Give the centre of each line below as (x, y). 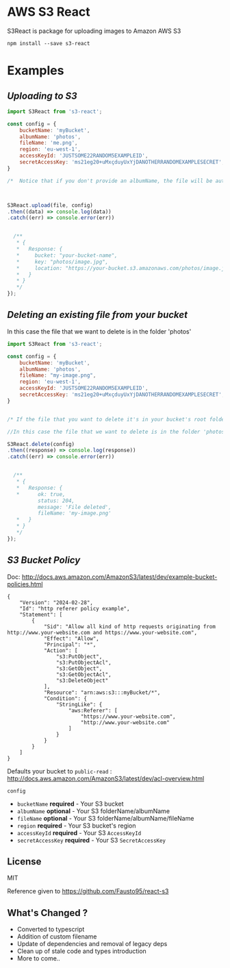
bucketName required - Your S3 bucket (71, 804)
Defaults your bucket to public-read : (60, 771)
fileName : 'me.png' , (49, 143)
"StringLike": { (79, 704)
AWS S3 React (49, 12)
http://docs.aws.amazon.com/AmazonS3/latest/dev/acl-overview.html (106, 778)
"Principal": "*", (70, 645)
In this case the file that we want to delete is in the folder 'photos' (99, 331)
